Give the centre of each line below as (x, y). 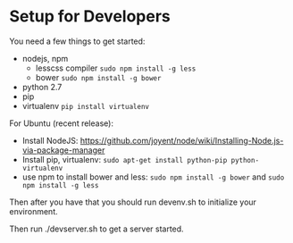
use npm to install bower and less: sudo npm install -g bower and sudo (153, 177)
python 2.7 (42, 87)
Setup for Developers (90, 17)
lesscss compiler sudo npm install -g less (116, 68)
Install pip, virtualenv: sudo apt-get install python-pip (125, 159)
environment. (33, 211)
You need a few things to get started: (77, 41)
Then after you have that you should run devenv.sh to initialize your (133, 202)
